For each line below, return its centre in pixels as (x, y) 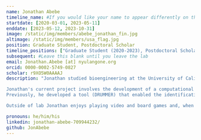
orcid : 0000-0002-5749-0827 (41, 67)
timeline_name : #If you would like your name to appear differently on (97, 17)
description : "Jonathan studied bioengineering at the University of (95, 78)
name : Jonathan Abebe (33, 12)
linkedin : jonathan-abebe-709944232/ (53, 122)
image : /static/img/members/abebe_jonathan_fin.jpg (72, 34)
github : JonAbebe (28, 127)
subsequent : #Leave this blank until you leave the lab (77, 56)
